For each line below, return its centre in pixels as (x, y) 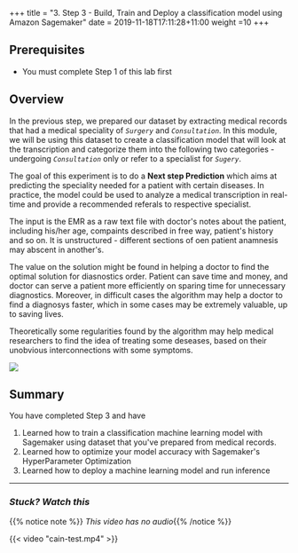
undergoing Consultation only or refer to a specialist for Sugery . (125, 158)
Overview (37, 100)
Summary (37, 395)
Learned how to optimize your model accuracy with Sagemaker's (141, 452)
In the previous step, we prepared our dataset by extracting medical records (149, 121)
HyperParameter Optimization (76, 462)
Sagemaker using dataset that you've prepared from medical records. (149, 442)
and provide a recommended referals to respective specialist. (139, 204)
